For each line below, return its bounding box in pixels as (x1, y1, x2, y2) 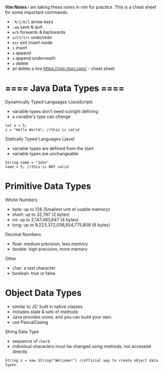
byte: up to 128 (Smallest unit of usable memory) (12, 206, 110, 212)
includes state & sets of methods (12, 308, 79, 315)
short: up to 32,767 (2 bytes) (12, 211, 70, 217)
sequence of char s (12, 338, 50, 344)
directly (12, 349, 28, 354)
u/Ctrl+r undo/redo (12, 34, 52, 40)
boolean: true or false (12, 270, 56, 276)
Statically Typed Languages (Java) (5, 136, 75, 141)
